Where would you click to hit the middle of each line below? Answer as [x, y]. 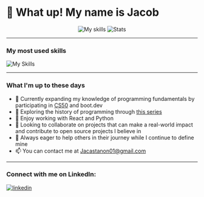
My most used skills [36, 50]
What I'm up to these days [46, 86]
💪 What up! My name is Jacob [83, 12]
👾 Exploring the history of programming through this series [88, 111]
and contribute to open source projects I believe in [78, 131]
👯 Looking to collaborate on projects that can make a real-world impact [104, 125]
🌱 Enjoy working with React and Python [64, 118]
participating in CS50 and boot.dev [59, 105]
